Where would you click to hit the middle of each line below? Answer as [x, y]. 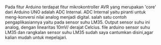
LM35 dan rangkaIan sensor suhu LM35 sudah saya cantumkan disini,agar [79, 32]
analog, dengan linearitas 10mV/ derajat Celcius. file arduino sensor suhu [78, 27]
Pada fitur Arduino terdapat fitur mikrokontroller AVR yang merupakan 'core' [80, 7]
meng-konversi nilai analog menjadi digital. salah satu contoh [66, 17]
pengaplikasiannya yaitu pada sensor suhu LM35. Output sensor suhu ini [77, 22]
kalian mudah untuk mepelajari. [36, 37]
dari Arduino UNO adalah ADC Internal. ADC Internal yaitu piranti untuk [75, 12]
